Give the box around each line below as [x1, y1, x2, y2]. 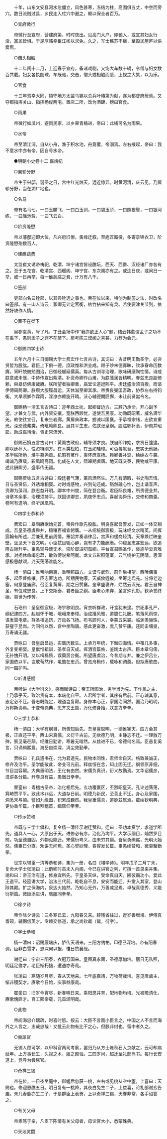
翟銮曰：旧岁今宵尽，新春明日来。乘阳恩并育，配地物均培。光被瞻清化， [13, 990, 162, 996]
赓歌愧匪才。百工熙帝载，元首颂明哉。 [5, 996, 83, 1002]
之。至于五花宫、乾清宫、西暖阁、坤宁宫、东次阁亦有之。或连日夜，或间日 [5, 268, 158, 273]
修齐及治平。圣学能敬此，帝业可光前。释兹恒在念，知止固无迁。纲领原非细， [5, 761, 162, 767]
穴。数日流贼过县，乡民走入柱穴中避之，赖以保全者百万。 [5, 10, 123, 16]
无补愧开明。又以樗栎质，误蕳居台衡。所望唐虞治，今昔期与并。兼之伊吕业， [5, 652, 162, 658]
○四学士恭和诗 [13, 510, 44, 516]
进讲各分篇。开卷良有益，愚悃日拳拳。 [5, 774, 83, 779]
